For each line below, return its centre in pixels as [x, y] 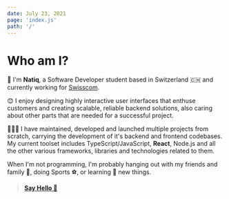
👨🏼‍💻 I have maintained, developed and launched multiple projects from [108, 129]
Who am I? [38, 60]
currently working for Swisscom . [53, 88]
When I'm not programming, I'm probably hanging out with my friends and [112, 164]
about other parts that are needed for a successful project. [90, 115]
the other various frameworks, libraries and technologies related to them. [111, 151]
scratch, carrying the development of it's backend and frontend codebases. [115, 136]
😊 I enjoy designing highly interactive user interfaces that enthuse [101, 101]
